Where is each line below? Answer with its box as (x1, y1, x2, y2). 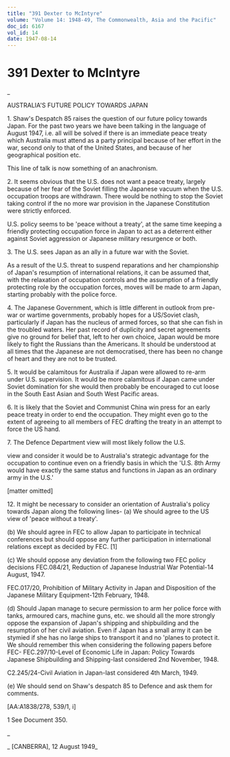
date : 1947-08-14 (7, 36, 57, 43)
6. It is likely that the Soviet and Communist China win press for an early (7, 403, 211, 412)
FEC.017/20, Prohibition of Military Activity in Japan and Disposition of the (7, 584, 216, 592)
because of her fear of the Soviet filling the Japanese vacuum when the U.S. (7, 185, 223, 193)
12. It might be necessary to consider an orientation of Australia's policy (7, 500, 210, 509)
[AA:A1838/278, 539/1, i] (7, 703, 76, 711)
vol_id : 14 (7, 29, 38, 36)
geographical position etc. (7, 151, 81, 159)
